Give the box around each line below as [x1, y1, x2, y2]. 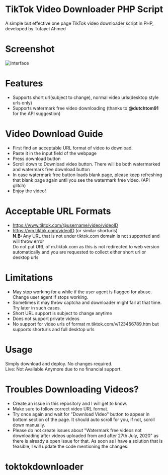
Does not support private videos [12, 315, 79, 322]
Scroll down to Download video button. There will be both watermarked [12, 161, 160, 167]
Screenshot [5, 43, 55, 55]
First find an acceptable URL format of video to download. [12, 145, 133, 151]
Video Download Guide [5, 128, 103, 139]
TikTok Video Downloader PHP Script [5, 4, 163, 15]
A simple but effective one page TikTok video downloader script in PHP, [5, 20, 154, 26]
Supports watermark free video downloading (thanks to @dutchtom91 [12, 105, 159, 111]
